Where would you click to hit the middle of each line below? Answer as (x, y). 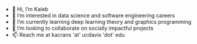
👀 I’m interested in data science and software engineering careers (93, 15)
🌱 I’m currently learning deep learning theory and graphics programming (102, 22)
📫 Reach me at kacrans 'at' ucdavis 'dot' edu (68, 35)
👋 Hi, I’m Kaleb (30, 9)
